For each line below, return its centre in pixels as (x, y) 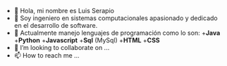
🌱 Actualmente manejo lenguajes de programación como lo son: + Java (117, 33)
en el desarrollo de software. (56, 25)
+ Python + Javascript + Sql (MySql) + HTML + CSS (87, 40)
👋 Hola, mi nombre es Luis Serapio (64, 11)
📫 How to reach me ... (47, 55)
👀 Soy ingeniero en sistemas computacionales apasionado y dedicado (116, 18)
